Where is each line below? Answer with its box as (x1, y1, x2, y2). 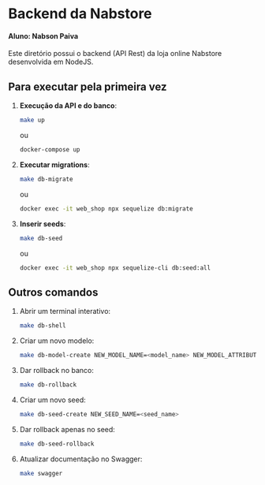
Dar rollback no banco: (19, 366, 95, 375)
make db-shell (19, 322, 66, 330)
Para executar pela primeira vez (8, 80, 167, 93)
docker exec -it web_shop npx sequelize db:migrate (19, 204, 193, 213)
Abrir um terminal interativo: (19, 307, 111, 316)
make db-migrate (19, 175, 73, 183)
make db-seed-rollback (19, 439, 95, 448)
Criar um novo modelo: (19, 336, 95, 345)
